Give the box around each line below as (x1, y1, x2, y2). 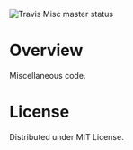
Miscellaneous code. (9, 70, 86, 80)
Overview (9, 41, 84, 61)
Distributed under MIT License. (9, 131, 124, 142)
